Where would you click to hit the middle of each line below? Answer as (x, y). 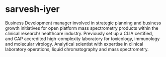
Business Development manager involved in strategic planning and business (83, 23)
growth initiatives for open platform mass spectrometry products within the (82, 28)
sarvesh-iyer (32, 9)
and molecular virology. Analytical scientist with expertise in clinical (74, 44)
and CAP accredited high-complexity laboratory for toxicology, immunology (83, 39)
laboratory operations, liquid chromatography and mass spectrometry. (77, 49)
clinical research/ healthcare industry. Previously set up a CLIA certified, (79, 33)
